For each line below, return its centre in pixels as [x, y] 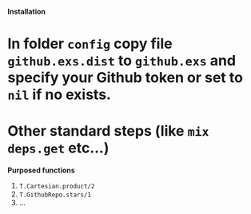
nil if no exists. [59, 95]
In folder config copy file [90, 44]
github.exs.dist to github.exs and [122, 61]
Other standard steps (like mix [108, 131]
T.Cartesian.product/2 [57, 187]
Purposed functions [41, 170]
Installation [26, 12]
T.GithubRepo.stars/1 [55, 195]
